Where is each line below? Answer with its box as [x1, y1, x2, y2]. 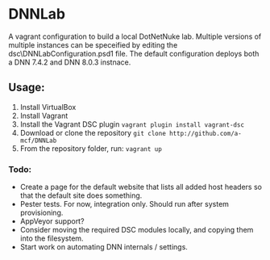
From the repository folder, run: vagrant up [19, 143, 163, 153]
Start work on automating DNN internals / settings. [19, 242, 188, 252]
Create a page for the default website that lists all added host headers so [19, 182, 262, 192]
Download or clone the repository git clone [19, 128, 167, 137]
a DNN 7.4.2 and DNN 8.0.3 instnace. [8, 57, 131, 67]
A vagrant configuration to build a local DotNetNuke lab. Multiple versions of [8, 31, 262, 41]
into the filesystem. [19, 233, 84, 243]
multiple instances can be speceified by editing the [8, 40, 178, 49]
